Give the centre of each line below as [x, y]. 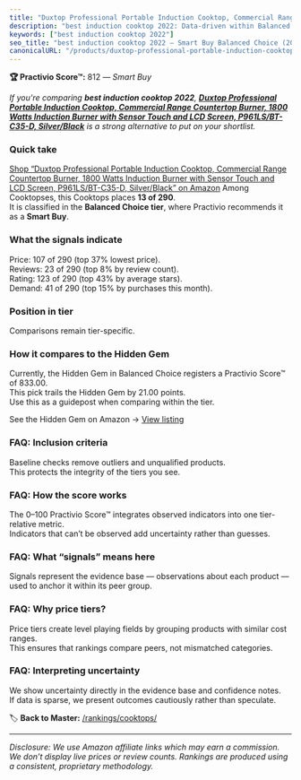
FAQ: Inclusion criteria [59, 443]
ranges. [23, 638]
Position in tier [41, 311]
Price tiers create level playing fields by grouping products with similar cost [148, 628]
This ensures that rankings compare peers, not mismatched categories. [141, 647]
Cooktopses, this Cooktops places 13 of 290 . [93, 197]
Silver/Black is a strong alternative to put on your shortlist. [147, 126]
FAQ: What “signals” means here [82, 557]
